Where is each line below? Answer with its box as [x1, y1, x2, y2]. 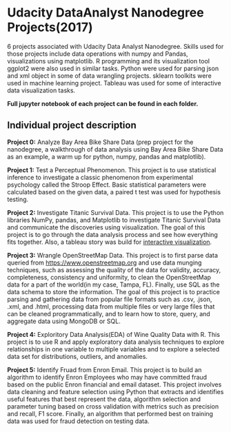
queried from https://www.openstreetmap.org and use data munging [7, 258, 202, 267]
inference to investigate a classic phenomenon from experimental [7, 173, 194, 181]
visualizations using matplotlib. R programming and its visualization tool [7, 56, 210, 65]
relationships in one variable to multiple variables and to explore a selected [7, 344, 219, 353]
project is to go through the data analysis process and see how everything [7, 230, 219, 238]
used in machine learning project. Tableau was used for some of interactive [7, 79, 222, 87]
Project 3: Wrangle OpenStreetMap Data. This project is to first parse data [7, 251, 219, 259]
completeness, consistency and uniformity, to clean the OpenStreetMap [7, 273, 212, 281]
